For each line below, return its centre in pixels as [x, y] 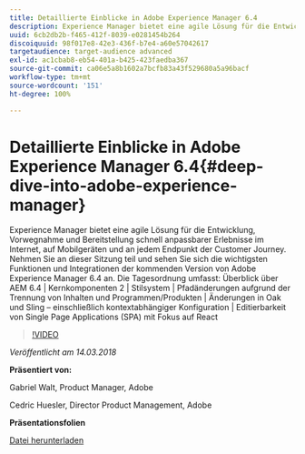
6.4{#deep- [219, 166]
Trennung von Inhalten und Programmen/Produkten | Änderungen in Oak [145, 298]
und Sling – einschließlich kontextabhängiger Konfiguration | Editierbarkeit [148, 308]
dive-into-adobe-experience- [123, 185]
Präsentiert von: [41, 370]
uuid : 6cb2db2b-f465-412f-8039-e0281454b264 [95, 35]
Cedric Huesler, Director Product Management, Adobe [111, 405]
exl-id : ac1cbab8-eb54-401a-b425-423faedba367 [99, 60]
